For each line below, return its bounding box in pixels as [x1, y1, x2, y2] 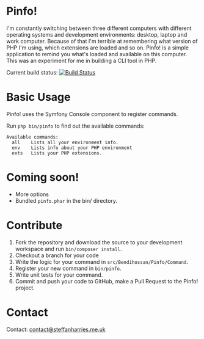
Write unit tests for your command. [15, 271, 103, 279]
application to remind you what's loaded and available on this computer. [6, 50, 188, 57]
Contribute [6, 219, 63, 232]
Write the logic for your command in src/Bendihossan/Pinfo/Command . [15, 258, 188, 265]
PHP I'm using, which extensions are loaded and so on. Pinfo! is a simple [6, 44, 189, 51]
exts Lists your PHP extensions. [12, 150, 103, 156]
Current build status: [6, 68, 58, 76]
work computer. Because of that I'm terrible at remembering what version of [6, 37, 198, 45]
